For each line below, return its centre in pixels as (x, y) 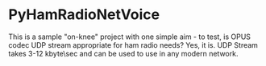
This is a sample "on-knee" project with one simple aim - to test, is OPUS (130, 37)
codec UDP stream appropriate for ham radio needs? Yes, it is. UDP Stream (133, 45)
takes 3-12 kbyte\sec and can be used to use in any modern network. (123, 53)
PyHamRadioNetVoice (84, 15)
